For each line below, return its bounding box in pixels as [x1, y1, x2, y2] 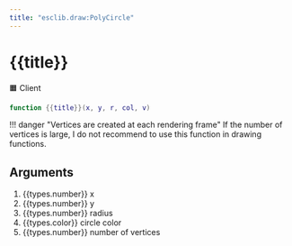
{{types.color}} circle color [22, 217, 122, 228]
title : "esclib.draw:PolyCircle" [9, 13, 135, 23]
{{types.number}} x [22, 188, 94, 199]
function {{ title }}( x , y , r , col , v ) [9, 103, 151, 113]
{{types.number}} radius [22, 208, 114, 219]
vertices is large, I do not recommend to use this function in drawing [9, 129, 262, 140]
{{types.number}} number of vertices [22, 227, 161, 238]
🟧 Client [9, 82, 41, 93]
